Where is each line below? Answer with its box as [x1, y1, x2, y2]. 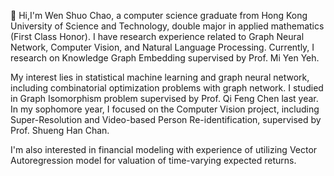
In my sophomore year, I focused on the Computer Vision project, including [10, 103, 320, 115]
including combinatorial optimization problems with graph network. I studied [10, 82, 324, 94]
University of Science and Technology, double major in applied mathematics [10, 20, 325, 32]
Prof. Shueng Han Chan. [10, 125, 110, 136]
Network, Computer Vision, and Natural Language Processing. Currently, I [10, 41, 315, 53]
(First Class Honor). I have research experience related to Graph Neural [10, 31, 305, 42]
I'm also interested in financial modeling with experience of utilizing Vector [10, 144, 318, 155]
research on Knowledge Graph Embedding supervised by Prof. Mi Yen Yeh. [10, 52, 320, 64]
